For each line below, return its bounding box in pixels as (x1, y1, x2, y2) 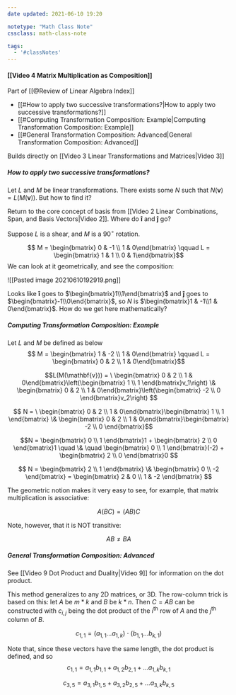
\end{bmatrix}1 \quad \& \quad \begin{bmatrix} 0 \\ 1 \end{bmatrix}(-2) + (13, 443, 225, 452)
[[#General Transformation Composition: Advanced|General (17, 130, 192, 139)
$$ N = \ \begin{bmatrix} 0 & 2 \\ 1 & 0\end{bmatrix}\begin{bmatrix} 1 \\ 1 (13, 407, 225, 415)
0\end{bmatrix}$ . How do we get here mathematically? (7, 304, 167, 312)
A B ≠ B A (105, 534, 132, 543)
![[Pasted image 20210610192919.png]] (7, 276, 122, 284)
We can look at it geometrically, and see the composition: (7, 261, 175, 270)
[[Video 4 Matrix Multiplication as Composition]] (7, 71, 153, 79)
